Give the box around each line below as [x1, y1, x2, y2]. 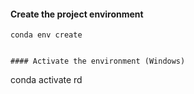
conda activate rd [10, 74, 83, 86]
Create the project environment [10, 8, 144, 20]
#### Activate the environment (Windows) [10, 56, 186, 67]
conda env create [10, 30, 83, 40]
